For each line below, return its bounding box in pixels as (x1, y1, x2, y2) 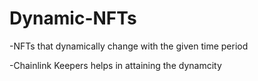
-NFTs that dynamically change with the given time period (9, 40, 249, 52)
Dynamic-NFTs (9, 7, 137, 30)
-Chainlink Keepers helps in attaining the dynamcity (9, 59, 222, 71)
